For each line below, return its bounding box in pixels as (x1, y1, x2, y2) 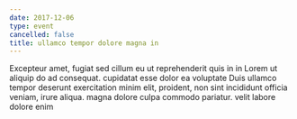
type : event (9, 22, 54, 31)
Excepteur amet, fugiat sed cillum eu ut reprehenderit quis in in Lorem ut (9, 63, 278, 74)
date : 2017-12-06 (9, 13, 75, 23)
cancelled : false (9, 30, 75, 39)
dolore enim (9, 101, 54, 113)
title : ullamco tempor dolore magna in (9, 38, 159, 48)
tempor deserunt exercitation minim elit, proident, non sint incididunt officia (9, 82, 288, 93)
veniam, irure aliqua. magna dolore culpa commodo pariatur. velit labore (9, 92, 276, 103)
